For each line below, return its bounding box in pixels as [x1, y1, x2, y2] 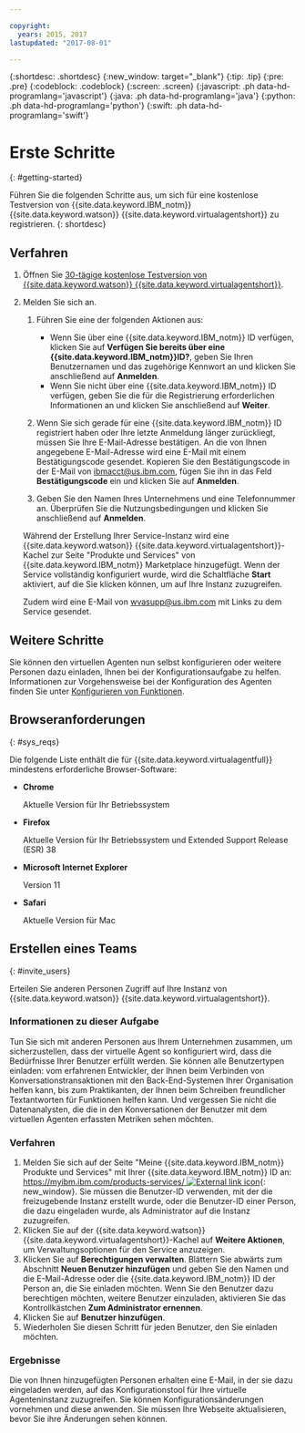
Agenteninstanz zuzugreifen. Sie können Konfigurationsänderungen [9, 1394, 264, 1405]
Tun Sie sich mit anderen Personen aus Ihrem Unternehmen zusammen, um [9, 1036, 293, 1046]
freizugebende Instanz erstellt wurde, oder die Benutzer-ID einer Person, [22, 1196, 297, 1207]
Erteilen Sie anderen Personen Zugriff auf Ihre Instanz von [9, 983, 228, 994]
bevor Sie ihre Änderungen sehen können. [9, 1414, 168, 1425]
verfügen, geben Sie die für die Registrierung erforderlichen [49, 390, 275, 401]
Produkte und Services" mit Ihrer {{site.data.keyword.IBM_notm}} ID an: [22, 1167, 292, 1178]
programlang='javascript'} [9, 90, 107, 101]
